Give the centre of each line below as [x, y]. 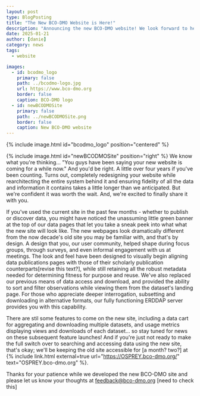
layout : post [22, 12]
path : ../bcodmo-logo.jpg [49, 83]
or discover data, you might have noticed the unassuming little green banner [100, 219]
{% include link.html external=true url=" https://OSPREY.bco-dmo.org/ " [93, 356]
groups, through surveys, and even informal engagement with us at [89, 250]
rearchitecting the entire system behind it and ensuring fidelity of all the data [100, 182]
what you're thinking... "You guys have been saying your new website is [94, 163]
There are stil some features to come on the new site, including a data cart [97, 319]
